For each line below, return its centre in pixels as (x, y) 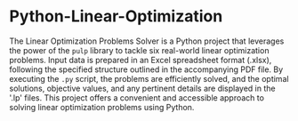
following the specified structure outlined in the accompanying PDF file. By (146, 69)
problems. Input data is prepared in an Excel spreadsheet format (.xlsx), (141, 60)
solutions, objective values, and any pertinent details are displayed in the (142, 88)
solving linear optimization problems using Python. (102, 107)
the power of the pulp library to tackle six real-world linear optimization (139, 50)
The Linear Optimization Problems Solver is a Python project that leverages (147, 41)
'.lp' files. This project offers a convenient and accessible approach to (137, 97)
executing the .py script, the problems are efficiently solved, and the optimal (149, 78)
